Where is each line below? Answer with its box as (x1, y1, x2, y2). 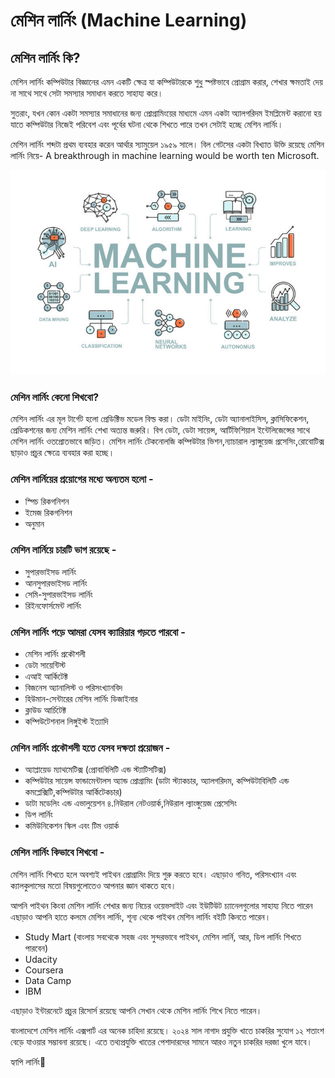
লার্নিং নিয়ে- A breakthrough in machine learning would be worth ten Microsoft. (10, 150, 320, 161)
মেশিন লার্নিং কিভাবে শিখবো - (10, 845, 105, 859)
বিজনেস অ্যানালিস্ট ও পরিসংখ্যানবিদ (24, 682, 123, 694)
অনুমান (24, 517, 45, 529)
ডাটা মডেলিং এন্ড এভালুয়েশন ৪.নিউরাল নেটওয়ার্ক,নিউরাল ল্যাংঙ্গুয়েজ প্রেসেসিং (24, 797, 237, 809)
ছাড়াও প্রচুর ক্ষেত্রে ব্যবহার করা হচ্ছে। (10, 447, 115, 459)
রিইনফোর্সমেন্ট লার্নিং (24, 599, 82, 611)
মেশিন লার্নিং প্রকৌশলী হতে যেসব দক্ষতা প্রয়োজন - (10, 741, 171, 755)
